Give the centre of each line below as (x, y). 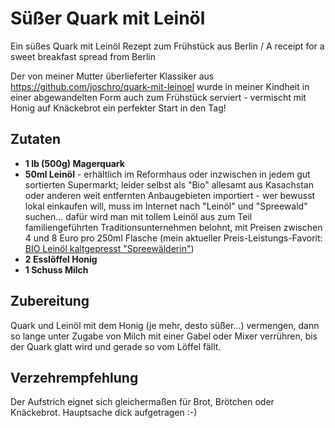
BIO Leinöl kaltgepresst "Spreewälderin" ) (109, 248)
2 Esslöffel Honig (61, 259)
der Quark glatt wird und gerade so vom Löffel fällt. (116, 346)
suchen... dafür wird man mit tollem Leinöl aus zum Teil (138, 216)
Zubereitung (50, 301)
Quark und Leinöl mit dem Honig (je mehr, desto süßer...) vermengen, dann (165, 325)
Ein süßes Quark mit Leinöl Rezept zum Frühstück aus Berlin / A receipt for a (167, 46)
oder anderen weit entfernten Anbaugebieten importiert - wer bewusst (170, 195)
